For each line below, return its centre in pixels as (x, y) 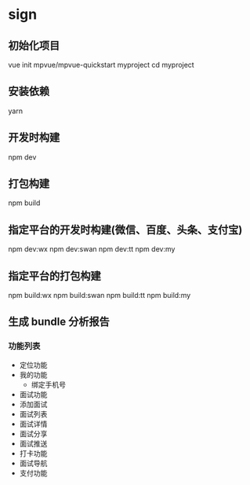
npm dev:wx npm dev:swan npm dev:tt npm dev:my (92, 249)
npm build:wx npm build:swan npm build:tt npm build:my (100, 296)
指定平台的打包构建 (54, 276)
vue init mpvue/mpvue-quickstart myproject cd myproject (101, 65)
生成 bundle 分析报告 (59, 322)
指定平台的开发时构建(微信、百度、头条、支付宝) (125, 230)
